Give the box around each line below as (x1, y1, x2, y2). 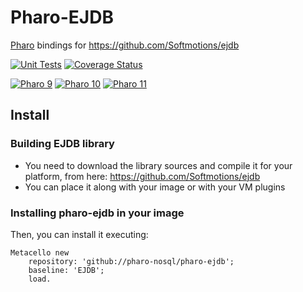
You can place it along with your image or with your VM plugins (24, 181, 286, 193)
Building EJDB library (10, 137, 115, 151)
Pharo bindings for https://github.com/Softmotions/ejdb (10, 39, 240, 51)
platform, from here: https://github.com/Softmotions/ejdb (24, 170, 261, 182)
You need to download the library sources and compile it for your (24, 159, 293, 171)
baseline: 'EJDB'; (28, 265, 105, 275)
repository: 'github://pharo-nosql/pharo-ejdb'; (28, 256, 235, 266)
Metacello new (10, 247, 70, 258)
